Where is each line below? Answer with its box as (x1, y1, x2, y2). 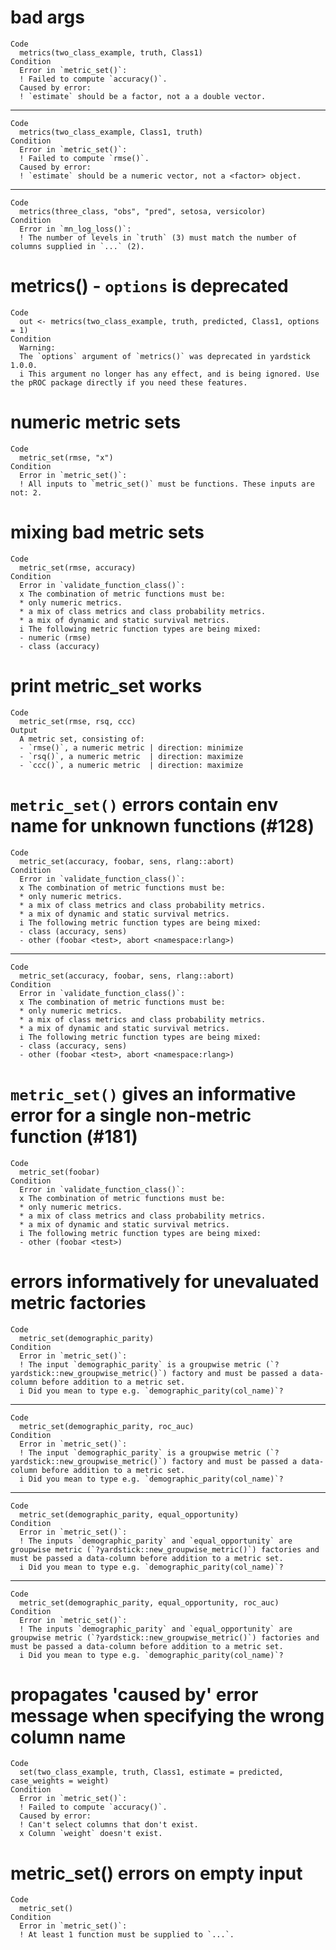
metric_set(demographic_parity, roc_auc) (19, 1421, 195, 1431)
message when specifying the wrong (10, 1704, 325, 1727)
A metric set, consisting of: (19, 734, 145, 744)
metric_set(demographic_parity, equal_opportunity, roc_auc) (19, 1597, 280, 1608)
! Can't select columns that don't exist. (19, 1820, 199, 1830)
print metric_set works (10, 674, 203, 697)
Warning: (19, 342, 56, 353)
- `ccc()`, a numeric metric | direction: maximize (19, 760, 244, 770)
